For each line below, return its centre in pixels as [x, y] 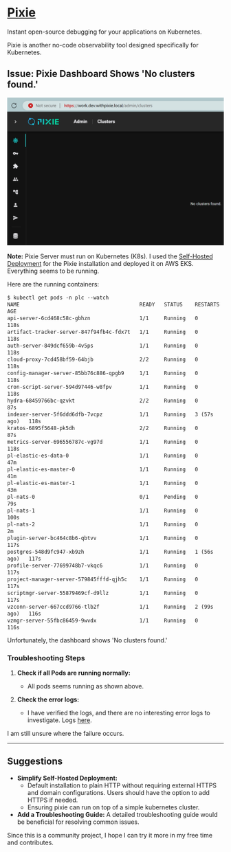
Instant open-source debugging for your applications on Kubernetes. [104, 32]
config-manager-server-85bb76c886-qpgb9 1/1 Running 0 [102, 373]
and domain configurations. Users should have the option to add [118, 792]
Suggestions [35, 762]
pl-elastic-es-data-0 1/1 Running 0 [102, 456]
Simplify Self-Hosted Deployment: [67, 778]
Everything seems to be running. [53, 271]
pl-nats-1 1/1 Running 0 [102, 511]
